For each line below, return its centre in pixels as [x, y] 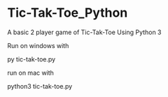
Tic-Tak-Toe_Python [68, 13]
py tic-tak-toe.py [31, 59]
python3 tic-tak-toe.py [40, 86]
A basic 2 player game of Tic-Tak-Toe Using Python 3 [84, 32]
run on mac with [31, 73]
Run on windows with [38, 45]
